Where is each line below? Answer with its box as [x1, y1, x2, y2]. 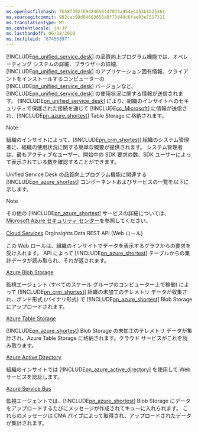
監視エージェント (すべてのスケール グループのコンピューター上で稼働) [6, 281, 178, 288]
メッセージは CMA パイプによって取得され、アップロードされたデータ [21, 412, 192, 419]
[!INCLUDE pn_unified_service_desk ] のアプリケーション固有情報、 [6, 68, 168, 74]
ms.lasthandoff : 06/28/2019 [6, 31, 76, 37]
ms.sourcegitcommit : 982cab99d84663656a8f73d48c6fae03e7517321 [6, 14, 165, 20]
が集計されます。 [6, 420, 47, 426]
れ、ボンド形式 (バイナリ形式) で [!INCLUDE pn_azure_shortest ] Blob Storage [6, 296, 193, 303]
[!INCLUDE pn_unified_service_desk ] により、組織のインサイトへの [17, 98, 179, 104]
